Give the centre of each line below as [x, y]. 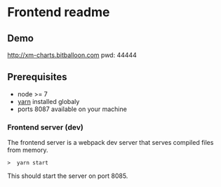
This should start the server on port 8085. [68, 176]
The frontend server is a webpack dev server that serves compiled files [110, 143]
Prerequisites [37, 77]
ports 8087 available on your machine [72, 109]
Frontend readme [59, 12]
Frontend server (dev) [46, 127]
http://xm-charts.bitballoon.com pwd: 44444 [72, 55]
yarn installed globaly [48, 101]
